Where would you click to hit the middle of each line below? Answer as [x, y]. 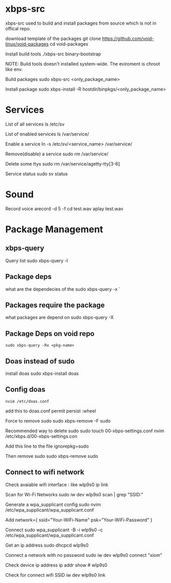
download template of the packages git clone [53, 38]
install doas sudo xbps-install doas [42, 374]
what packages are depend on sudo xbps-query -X [60, 317]
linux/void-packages [27, 44]
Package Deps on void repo [50, 334]
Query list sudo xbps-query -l [37, 260]
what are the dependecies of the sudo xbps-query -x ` [63, 289]
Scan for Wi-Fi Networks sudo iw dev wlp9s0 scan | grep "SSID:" [74, 494]
